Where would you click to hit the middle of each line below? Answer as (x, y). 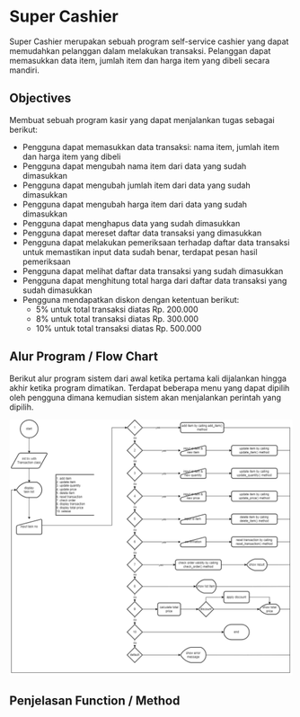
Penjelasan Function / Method (95, 700)
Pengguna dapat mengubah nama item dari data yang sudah (134, 166)
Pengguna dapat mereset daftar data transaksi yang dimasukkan (142, 233)
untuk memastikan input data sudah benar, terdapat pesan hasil (140, 252)
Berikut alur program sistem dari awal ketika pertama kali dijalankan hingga (148, 378)
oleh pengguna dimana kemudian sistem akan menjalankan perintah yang (145, 397)
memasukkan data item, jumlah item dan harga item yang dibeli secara (140, 60)
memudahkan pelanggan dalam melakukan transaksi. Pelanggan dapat (140, 50)
